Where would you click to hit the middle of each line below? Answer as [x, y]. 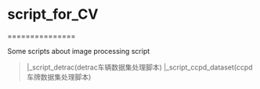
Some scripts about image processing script [79, 51]
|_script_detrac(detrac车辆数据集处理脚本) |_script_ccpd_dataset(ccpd [139, 67]
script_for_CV [53, 14]
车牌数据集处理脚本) [59, 77]
